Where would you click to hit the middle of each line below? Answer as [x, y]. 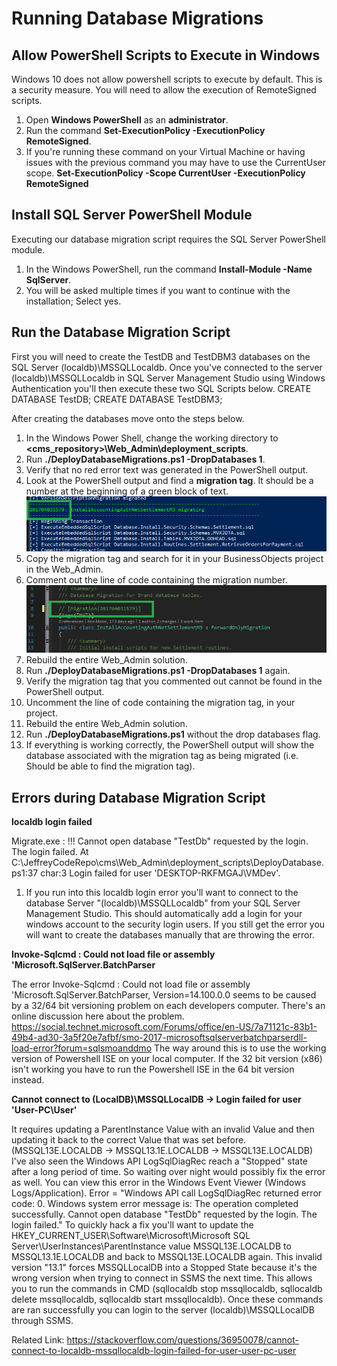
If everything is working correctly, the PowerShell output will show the [170, 745]
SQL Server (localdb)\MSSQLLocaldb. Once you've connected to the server [167, 367]
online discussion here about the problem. [98, 1016]
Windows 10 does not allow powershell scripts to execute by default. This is [167, 79]
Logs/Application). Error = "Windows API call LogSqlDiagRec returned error [167, 1193]
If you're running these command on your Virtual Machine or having [165, 151]
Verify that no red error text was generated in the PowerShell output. [167, 469]
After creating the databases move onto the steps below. [128, 418]
